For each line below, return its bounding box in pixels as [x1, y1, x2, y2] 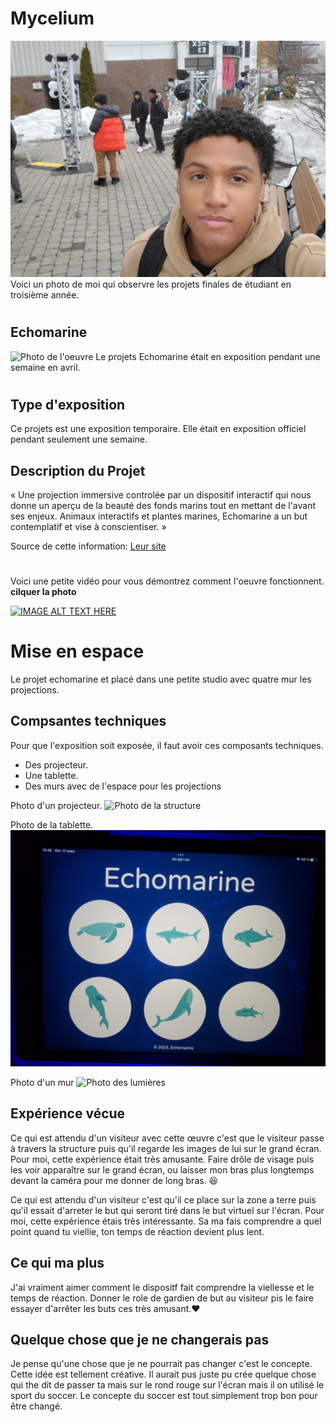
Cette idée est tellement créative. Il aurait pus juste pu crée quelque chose [10, 1368, 317, 1381]
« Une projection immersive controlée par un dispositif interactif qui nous [10, 488, 312, 501]
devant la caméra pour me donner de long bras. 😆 [10, 1174, 219, 1186]
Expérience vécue [10, 1105, 126, 1122]
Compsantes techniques [10, 713, 167, 730]
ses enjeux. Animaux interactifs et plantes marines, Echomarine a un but [10, 510, 308, 522]
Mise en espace [10, 640, 145, 663]
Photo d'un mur [10, 1076, 75, 1088]
